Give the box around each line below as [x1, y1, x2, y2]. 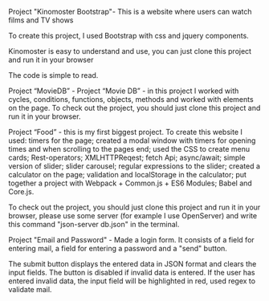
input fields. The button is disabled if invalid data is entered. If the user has [8, 268, 255, 277]
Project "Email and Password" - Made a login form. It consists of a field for [8, 235, 255, 244]
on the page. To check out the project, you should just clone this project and [8, 104, 261, 112]
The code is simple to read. [8, 71, 99, 79]
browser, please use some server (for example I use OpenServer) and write [8, 211, 258, 220]
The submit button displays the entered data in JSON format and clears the [8, 259, 257, 268]
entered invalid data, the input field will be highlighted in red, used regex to [8, 276, 255, 286]
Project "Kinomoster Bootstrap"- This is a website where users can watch [8, 7, 252, 16]
